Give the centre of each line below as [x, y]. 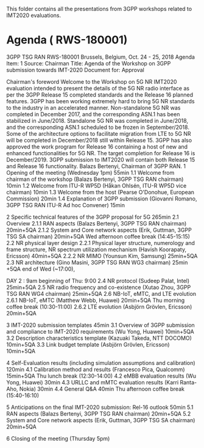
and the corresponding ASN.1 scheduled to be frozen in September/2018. [98, 127]
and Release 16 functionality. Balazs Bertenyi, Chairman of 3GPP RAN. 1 [96, 166]
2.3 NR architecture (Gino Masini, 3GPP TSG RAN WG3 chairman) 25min [97, 262]
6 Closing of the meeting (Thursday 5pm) [58, 438]
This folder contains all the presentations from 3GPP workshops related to [99, 9]
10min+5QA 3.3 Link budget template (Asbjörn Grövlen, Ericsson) [88, 344]
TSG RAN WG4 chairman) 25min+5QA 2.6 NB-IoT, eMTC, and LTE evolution [101, 293]
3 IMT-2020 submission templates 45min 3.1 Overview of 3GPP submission [100, 325]
